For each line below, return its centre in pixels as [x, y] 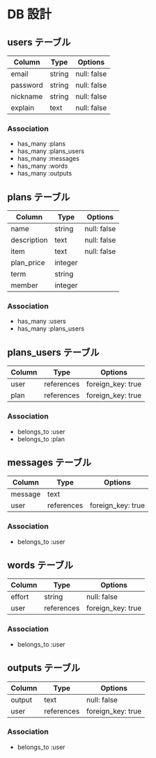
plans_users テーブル [53, 352]
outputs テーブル [44, 668]
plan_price [28, 263]
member [24, 285]
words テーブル [40, 566]
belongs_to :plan [41, 439]
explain [23, 108]
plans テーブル [39, 197]
